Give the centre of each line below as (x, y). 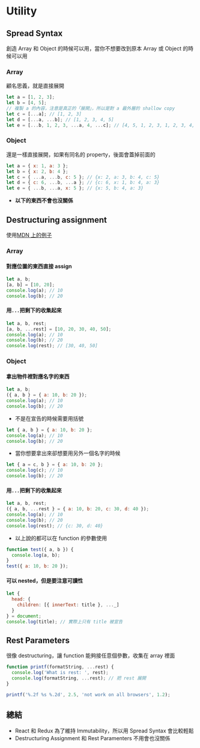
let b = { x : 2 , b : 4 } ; (37, 172)
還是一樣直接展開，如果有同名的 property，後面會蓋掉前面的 (81, 154)
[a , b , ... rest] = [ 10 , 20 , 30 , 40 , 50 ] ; (59, 329)
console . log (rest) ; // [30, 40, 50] (52, 346)
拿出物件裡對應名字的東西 (38, 376)
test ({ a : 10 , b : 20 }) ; (37, 566)
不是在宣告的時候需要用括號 (49, 418)
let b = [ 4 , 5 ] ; (26, 103)
